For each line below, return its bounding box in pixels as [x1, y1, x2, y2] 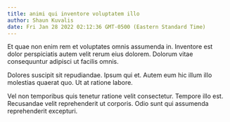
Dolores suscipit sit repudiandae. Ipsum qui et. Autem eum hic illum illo [7, 71, 212, 79]
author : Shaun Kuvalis [7, 17, 74, 24]
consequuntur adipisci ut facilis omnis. [7, 57, 120, 66]
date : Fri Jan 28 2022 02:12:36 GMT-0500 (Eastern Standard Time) [7, 23, 206, 30]
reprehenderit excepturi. [7, 107, 78, 116]
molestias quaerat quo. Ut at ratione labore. [7, 79, 134, 87]
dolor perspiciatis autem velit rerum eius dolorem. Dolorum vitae [7, 50, 193, 58]
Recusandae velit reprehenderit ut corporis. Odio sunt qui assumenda [7, 100, 209, 108]
